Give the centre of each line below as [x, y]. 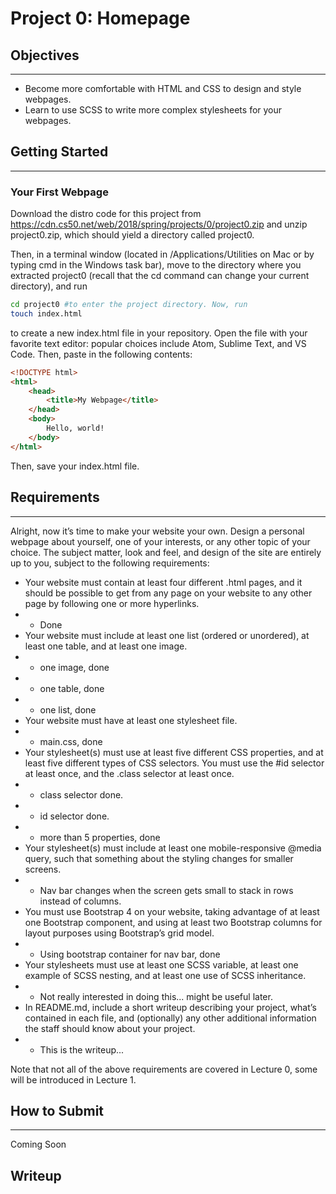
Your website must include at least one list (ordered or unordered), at [167, 635]
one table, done [72, 688]
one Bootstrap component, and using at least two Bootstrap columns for [173, 922]
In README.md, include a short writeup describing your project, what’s [170, 1007]
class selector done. [81, 794]
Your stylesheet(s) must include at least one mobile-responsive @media [173, 848]
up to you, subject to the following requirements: [110, 563]
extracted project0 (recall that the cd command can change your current [160, 276]
